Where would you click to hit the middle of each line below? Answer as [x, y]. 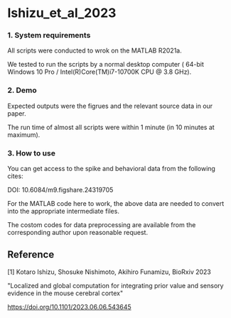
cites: [15, 176]
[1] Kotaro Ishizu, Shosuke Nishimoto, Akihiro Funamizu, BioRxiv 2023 [109, 272]
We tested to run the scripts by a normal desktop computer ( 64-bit [106, 65]
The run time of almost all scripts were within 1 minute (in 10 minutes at [111, 127]
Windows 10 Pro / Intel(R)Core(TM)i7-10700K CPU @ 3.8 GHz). [100, 72]
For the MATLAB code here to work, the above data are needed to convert [116, 204]
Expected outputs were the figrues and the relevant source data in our [110, 106]
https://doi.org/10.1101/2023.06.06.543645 [69, 307]
